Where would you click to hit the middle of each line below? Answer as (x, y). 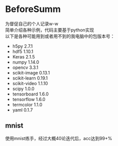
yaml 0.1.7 (22, 110)
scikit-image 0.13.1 (31, 72)
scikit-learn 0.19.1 (30, 78)
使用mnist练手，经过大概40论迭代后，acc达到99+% (59, 138)
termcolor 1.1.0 (27, 104)
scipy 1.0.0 (23, 88)
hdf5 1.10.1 (23, 51)
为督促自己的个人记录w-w (32, 23)
